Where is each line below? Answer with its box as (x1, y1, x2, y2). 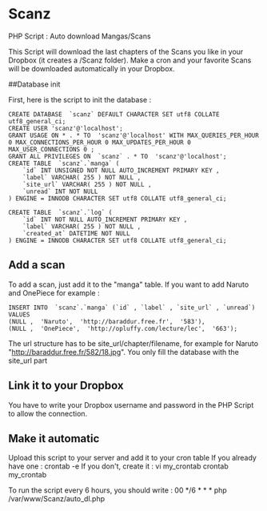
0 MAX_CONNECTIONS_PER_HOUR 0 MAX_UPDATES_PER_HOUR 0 (8, 138, 192, 147)
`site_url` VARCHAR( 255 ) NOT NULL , (22, 180, 152, 188)
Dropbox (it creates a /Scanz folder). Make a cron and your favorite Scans (8, 55, 252, 65)
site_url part (8, 356, 48, 365)
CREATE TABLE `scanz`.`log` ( (8, 208, 113, 216)
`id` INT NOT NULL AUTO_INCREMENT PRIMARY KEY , (22, 215, 188, 223)
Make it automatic (8, 432, 100, 445)
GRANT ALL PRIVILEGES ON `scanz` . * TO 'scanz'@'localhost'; (8, 152, 227, 160)
